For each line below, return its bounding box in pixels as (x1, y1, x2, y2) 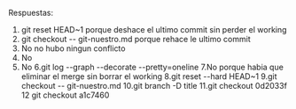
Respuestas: (8, 8, 54, 18)
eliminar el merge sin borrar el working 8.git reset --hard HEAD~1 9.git (20, 71, 277, 82)
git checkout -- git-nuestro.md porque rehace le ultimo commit (20, 34, 251, 44)
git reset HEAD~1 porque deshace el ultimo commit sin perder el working (20, 25, 287, 34)
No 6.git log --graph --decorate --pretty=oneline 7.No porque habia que (20, 62, 284, 72)
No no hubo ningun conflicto (20, 43, 126, 54)
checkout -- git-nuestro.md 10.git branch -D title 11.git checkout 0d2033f (20, 81, 287, 91)
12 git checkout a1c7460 (20, 90, 110, 100)
